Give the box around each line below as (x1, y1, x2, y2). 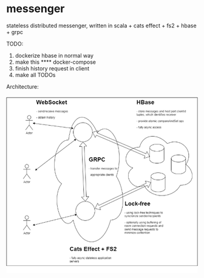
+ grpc (6, 28, 23, 35)
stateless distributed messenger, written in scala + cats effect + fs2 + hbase (6, 22, 197, 29)
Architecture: (6, 83, 39, 90)
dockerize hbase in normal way (15, 52, 94, 59)
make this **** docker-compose (15, 58, 96, 66)
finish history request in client (15, 64, 90, 72)
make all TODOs (15, 71, 56, 78)
